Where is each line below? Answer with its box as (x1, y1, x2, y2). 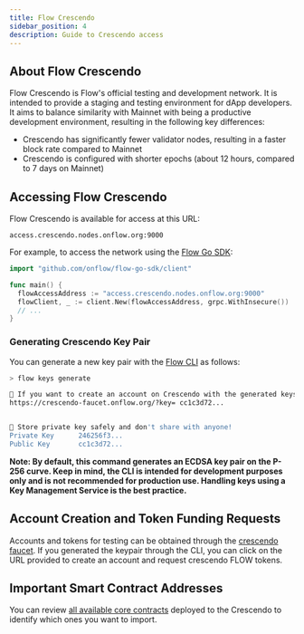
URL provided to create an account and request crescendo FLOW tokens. (9, 554, 283, 565)
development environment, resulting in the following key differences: (9, 117, 265, 128)
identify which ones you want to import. (9, 614, 157, 625)
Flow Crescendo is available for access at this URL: (9, 214, 201, 224)
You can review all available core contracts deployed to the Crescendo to (9, 604, 282, 616)
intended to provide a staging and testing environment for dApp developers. (9, 97, 292, 109)
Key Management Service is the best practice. (9, 485, 187, 495)
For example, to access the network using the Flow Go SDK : (9, 246, 233, 257)
